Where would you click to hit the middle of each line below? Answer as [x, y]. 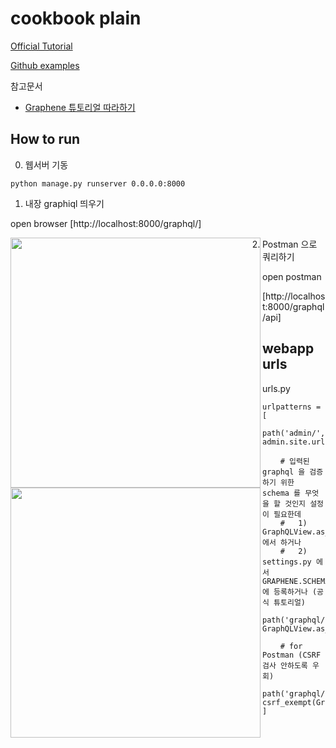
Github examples [45, 65]
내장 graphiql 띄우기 [64, 203]
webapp [288, 348]
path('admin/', [294, 433]
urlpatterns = [292, 407]
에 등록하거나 [285, 592]
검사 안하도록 [285, 665]
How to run [45, 139]
